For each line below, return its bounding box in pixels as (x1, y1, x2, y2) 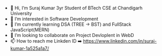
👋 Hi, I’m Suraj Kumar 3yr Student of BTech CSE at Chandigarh (10, 5, 143, 11)
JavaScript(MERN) (10, 27, 50, 33)
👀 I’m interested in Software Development (10, 16, 99, 22)
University (10, 10, 32, 16)
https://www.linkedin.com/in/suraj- (83, 38, 157, 44)
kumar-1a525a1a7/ (10, 45, 49, 51)
